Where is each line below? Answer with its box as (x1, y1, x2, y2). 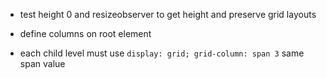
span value (19, 58, 66, 69)
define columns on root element (19, 28, 152, 39)
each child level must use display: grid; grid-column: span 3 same (19, 47, 305, 59)
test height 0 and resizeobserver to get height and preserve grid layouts (19, 9, 317, 20)
